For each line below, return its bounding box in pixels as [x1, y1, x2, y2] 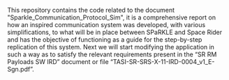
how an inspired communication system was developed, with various [7, 21, 206, 29]
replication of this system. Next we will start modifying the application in [7, 43, 215, 51]
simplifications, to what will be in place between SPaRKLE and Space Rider [7, 28, 223, 36]
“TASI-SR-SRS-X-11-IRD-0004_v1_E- [110, 58, 215, 65]
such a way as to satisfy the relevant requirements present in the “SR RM [7, 50, 217, 58]
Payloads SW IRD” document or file [7, 58, 110, 65]
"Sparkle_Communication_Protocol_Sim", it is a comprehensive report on [7, 13, 216, 22]
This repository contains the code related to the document [7, 6, 175, 14]
